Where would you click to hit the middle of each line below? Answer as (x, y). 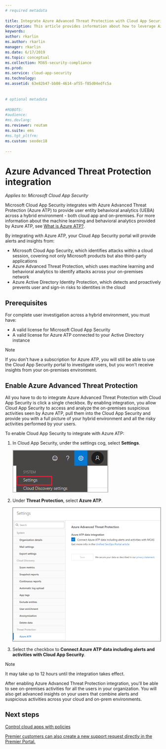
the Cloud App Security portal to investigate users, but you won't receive (79, 365)
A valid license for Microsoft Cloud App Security (61, 330)
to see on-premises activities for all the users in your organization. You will (81, 689)
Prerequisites (26, 303)
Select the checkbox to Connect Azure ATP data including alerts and (83, 649)
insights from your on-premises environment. (51, 370)
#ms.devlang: (19, 120)
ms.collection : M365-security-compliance (48, 63)
